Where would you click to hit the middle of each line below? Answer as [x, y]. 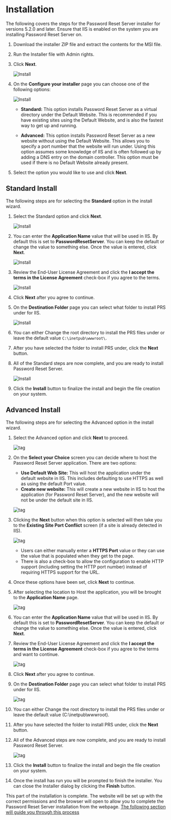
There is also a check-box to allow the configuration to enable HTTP [92, 561]
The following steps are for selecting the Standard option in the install [79, 201]
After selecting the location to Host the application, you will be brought [87, 592]
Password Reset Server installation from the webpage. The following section [86, 807]
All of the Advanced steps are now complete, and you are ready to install [89, 740]
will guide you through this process [42, 812]
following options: [32, 89]
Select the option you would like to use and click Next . [70, 172]
